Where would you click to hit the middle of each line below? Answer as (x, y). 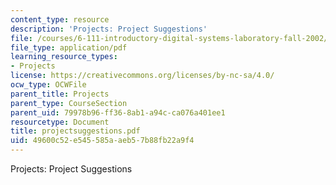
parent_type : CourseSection (69, 103)
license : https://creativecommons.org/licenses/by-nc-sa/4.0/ (142, 76)
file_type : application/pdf (69, 47)
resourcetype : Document (60, 122)
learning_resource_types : (64, 57)
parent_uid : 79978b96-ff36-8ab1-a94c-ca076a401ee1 (118, 112)
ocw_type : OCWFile (48, 85)
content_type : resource (60, 19)
